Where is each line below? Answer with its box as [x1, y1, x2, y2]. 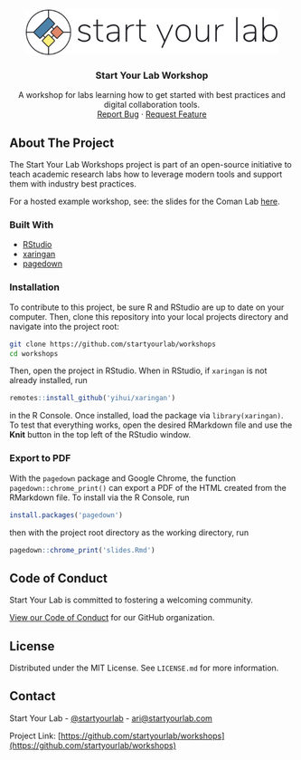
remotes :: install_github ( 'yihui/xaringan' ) [9, 394, 176, 403]
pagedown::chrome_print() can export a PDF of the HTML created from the [9, 482, 287, 493]
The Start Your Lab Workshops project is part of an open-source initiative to [9, 159, 292, 170]
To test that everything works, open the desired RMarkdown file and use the [9, 419, 293, 430]
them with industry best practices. [9, 178, 137, 189]
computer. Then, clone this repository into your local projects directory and [9, 311, 289, 322]
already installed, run [9, 375, 88, 386]
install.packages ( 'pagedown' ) [9, 510, 124, 520]
